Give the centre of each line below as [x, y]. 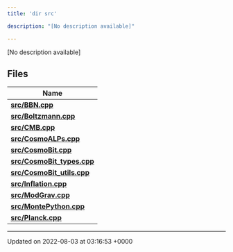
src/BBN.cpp [32, 105]
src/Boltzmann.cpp [43, 117]
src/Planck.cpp [36, 218]
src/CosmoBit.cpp [41, 150]
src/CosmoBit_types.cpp [53, 162]
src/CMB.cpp [33, 128]
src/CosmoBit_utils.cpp [50, 173]
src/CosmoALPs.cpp [45, 139]
